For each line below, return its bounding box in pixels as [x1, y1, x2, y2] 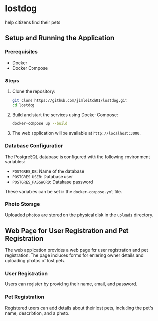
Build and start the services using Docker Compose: [12, 112, 118, 118]
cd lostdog [12, 102, 35, 108]
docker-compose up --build [12, 121, 68, 126]
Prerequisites [5, 48, 38, 55]
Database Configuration [5, 142, 64, 149]
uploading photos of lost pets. [5, 257, 66, 263]
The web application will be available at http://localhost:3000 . [12, 130, 141, 136]
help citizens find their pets [5, 19, 61, 25]
